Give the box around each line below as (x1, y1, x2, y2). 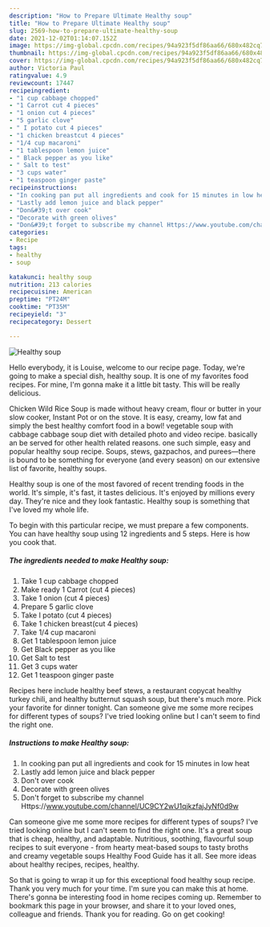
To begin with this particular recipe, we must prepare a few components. (9, 520, 249, 530)
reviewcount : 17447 (9, 79, 75, 87)
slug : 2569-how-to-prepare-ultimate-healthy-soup (9, 27, 179, 35)
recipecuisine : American (9, 288, 92, 296)
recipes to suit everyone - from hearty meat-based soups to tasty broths (9, 842, 249, 852)
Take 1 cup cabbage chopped (20, 576, 119, 585)
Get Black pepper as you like (20, 644, 115, 654)
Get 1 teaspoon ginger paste (20, 670, 115, 679)
